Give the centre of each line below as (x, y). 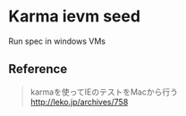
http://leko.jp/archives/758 (79, 102)
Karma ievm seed (74, 17)
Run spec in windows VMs (57, 41)
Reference (38, 69)
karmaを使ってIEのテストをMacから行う (104, 92)
